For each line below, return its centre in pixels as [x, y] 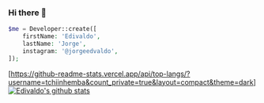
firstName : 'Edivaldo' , [62, 36]
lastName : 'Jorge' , [55, 44]
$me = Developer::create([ [53, 29]
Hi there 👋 [28, 13]
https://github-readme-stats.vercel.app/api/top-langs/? [101, 74]
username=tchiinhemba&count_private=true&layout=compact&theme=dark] [132, 82]
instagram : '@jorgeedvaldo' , [70, 51]
